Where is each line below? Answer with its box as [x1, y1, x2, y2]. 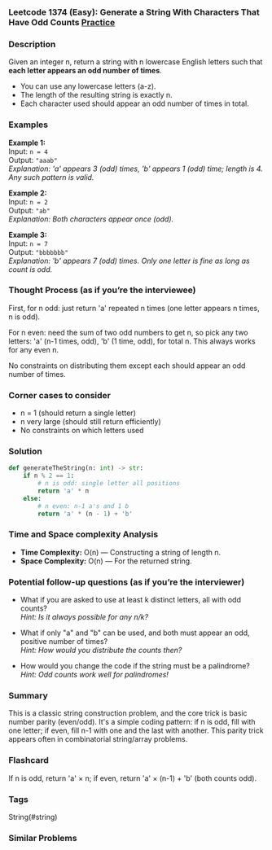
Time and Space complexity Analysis [8, 528, 159, 540]
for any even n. [8, 344, 59, 354]
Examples [8, 119, 49, 130]
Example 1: [8, 138, 46, 147]
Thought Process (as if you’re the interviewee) [8, 284, 197, 296]
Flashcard [8, 755, 49, 766]
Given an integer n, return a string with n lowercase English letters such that [8, 57, 263, 67]
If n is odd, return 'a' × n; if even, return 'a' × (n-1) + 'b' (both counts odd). [8, 773, 257, 783]
